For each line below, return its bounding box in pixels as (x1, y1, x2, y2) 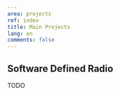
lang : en (7, 30, 33, 37)
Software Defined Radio (7, 63, 114, 75)
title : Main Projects (7, 23, 71, 30)
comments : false (7, 37, 55, 44)
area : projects (7, 10, 52, 18)
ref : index (7, 17, 39, 24)
